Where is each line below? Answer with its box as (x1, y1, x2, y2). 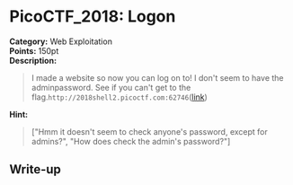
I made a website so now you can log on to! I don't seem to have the (31, 72, 284, 83)
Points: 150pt (9, 45, 59, 56)
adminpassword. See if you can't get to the (31, 82, 191, 92)
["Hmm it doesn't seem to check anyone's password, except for (31, 126, 268, 137)
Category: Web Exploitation (9, 36, 112, 47)
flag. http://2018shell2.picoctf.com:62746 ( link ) (31, 92, 209, 102)
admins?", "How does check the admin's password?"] (31, 136, 231, 146)
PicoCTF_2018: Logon (9, 6, 176, 27)
